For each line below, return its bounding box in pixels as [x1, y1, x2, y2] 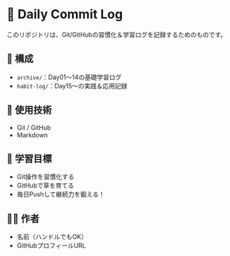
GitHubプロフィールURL [16, 241, 86, 250]
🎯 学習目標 [6, 152, 52, 164]
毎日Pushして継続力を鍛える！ [16, 190, 105, 198]
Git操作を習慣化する [16, 173, 75, 181]
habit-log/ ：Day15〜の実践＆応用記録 [16, 81, 128, 90]
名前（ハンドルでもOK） [16, 233, 88, 241]
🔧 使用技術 [6, 105, 52, 116]
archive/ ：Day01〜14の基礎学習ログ [16, 73, 122, 81]
